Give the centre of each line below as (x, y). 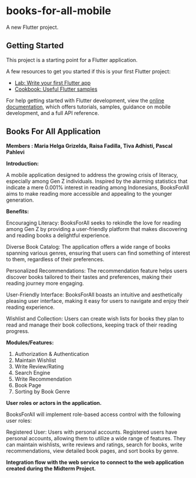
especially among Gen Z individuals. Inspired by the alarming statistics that (97, 181)
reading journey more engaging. (45, 283)
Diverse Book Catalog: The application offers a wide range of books (88, 246)
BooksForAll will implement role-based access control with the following (93, 414)
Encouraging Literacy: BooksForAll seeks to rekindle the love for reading (94, 223)
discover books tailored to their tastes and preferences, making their (89, 277)
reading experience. (30, 307)
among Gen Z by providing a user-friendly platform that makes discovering (97, 229)
